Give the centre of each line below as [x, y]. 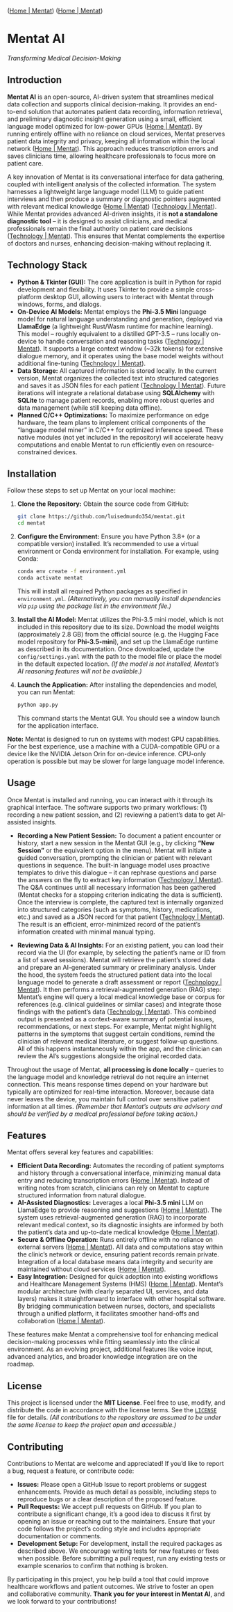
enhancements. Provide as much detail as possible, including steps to [117, 1492]
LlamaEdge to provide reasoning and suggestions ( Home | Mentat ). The [120, 1210]
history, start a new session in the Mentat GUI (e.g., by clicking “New [116, 843]
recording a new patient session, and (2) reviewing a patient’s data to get [111, 815]
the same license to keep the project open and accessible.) [92, 1425]
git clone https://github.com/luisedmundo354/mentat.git [101, 517]
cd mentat [32, 523]
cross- [205, 289]
